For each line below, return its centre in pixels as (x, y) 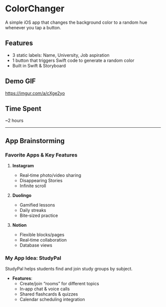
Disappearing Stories (41, 181)
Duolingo (22, 196)
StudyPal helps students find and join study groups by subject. (69, 269)
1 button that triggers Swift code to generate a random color (73, 60)
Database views (36, 245)
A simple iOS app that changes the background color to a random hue (76, 22)
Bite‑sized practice (39, 215)
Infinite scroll (33, 186)
